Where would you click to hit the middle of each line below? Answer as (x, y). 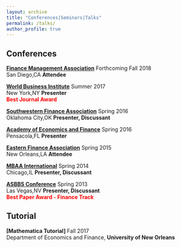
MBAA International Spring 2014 (48, 166)
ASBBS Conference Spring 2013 (47, 184)
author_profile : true (34, 29)
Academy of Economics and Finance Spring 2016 (69, 130)
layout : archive (27, 12)
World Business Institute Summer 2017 (56, 86)
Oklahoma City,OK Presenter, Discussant (58, 118)
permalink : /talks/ (31, 23)
